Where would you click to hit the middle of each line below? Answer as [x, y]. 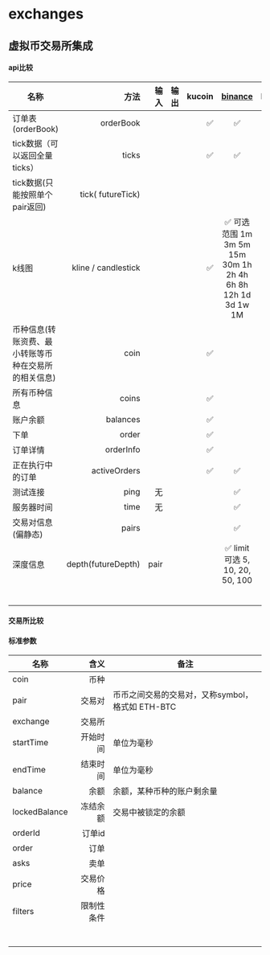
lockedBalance [40, 811]
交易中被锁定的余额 [149, 812]
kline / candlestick [106, 268]
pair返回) [29, 207]
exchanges [46, 14]
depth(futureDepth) [103, 564]
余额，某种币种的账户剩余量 [166, 791]
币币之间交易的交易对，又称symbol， [183, 695]
